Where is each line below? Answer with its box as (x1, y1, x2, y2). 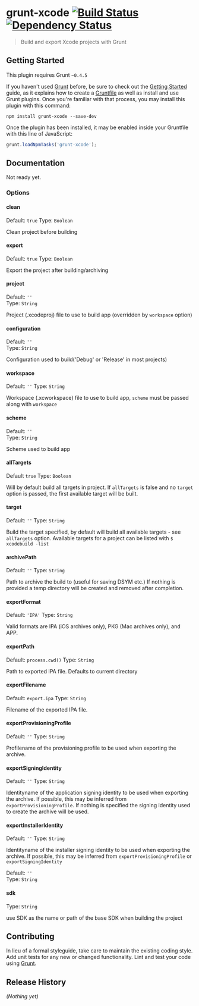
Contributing (6, 932, 55, 941)
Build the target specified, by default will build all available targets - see (6, 528, 181, 535)
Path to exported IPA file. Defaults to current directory (6, 667, 138, 675)
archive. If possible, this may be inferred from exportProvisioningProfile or (6, 853, 192, 860)
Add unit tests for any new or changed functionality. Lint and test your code (6, 954, 191, 961)
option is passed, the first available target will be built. (6, 490, 138, 497)
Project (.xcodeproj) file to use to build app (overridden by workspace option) (6, 311, 192, 318)
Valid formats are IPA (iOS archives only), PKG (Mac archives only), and (6, 623, 181, 630)
